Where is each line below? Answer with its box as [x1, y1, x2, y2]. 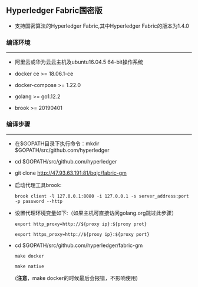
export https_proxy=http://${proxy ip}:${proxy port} [14, 232, 150, 238]
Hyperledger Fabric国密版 [6, 5, 103, 16]
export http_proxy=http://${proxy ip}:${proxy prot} [14, 221, 147, 228]
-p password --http [14, 199, 63, 205]
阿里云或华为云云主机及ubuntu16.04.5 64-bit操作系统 [14, 58, 143, 66]
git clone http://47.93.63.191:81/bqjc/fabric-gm [14, 169, 127, 176]
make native [14, 263, 44, 269]
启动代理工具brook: [14, 182, 62, 189]
